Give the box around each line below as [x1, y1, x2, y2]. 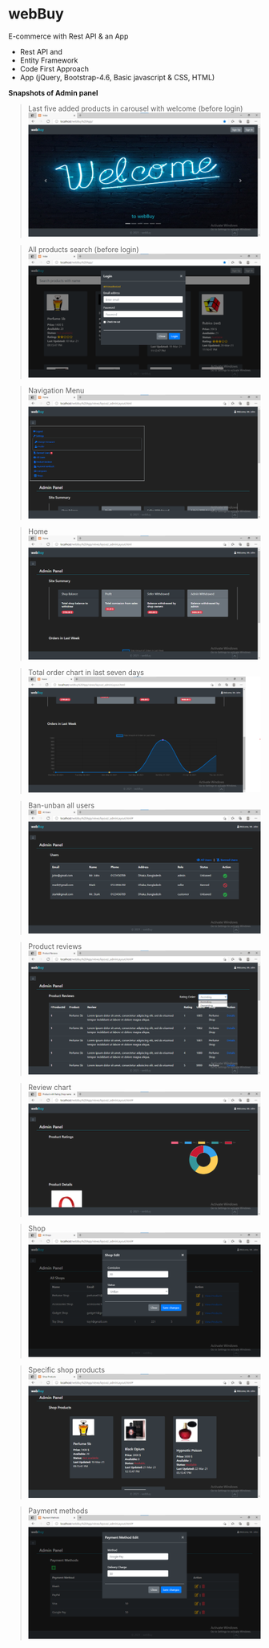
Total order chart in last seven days [27, 668, 144, 678]
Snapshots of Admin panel [8, 87, 98, 97]
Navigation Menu [27, 386, 85, 396]
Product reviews [27, 942, 82, 951]
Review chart [27, 1083, 72, 1093]
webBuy [8, 5, 64, 23]
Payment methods [27, 1506, 89, 1516]
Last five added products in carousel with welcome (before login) [27, 104, 243, 113]
